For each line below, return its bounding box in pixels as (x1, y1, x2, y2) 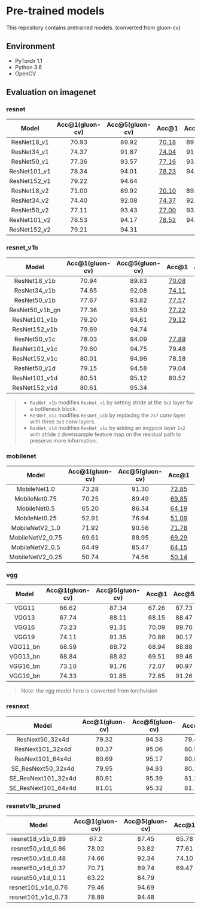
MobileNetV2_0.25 (9, 553, 63, 562)
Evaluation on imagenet (6, 87, 96, 97)
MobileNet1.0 (16, 485, 56, 493)
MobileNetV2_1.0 (11, 524, 61, 532)
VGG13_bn (9, 652, 41, 661)
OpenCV (14, 70, 36, 77)
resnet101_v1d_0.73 (9, 893, 68, 901)
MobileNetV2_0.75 (9, 533, 63, 542)
